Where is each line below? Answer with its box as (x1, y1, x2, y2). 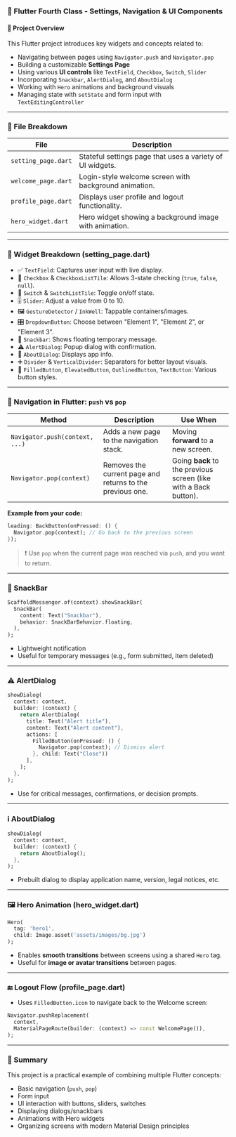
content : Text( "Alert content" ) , (25, 724, 124, 731)
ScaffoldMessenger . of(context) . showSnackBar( (7, 598, 143, 606)
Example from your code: (7, 509, 83, 518)
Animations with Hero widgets (17, 1115, 105, 1123)
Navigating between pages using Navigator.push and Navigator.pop (17, 53, 214, 62)
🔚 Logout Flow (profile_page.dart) (7, 982, 126, 992)
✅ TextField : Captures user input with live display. (17, 265, 164, 274)
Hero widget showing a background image (79, 212, 219, 222)
